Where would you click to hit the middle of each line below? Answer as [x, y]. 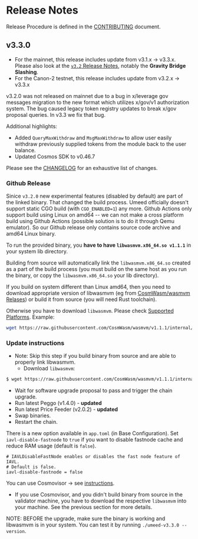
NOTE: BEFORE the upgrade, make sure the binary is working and [86, 519]
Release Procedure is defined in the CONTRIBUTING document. [83, 27]
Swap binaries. [33, 416]
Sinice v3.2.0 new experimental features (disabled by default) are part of [95, 196]
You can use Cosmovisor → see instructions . [60, 483]
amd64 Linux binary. [31, 234]
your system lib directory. [37, 251]
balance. [25, 150]
